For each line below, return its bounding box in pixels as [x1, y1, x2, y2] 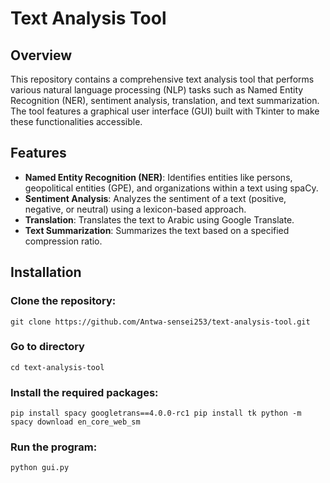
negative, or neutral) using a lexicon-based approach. [24, 203, 247, 215]
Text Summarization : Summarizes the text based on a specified [24, 224, 290, 236]
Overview [10, 47, 73, 64]
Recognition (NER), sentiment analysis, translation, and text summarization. [10, 95, 320, 106]
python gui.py [10, 463, 70, 473]
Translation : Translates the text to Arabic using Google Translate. [24, 213, 295, 226]
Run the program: [10, 440, 98, 454]
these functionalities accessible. [10, 116, 143, 127]
